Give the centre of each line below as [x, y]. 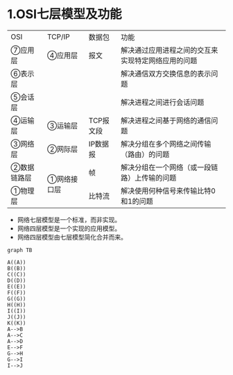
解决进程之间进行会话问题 [162, 102]
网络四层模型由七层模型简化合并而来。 [72, 237]
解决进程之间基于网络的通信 [166, 120]
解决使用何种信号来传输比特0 [168, 190]
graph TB [20, 250]
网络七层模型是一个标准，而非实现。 [69, 219]
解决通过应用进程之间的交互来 [169, 50]
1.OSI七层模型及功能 [64, 14]
